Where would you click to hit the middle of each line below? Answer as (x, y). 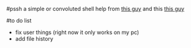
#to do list (19, 20)
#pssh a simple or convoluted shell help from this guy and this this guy (95, 9)
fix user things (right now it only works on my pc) (77, 32)
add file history (34, 39)
